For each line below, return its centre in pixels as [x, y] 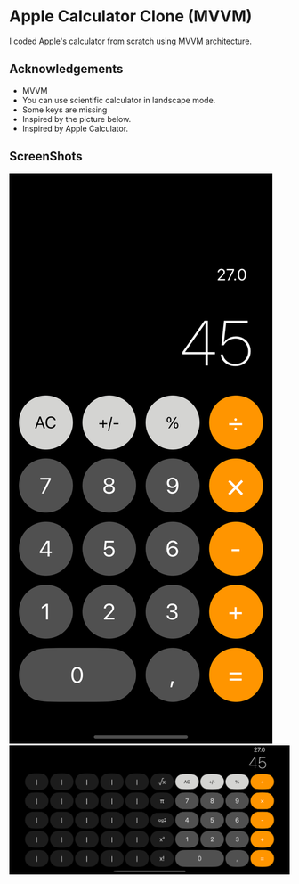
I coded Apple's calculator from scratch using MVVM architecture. [130, 41]
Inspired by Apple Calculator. [75, 128]
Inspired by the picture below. [77, 119]
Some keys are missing [65, 110]
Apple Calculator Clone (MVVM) [131, 16]
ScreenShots [46, 156]
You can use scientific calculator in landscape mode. [119, 100]
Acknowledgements [66, 69]
